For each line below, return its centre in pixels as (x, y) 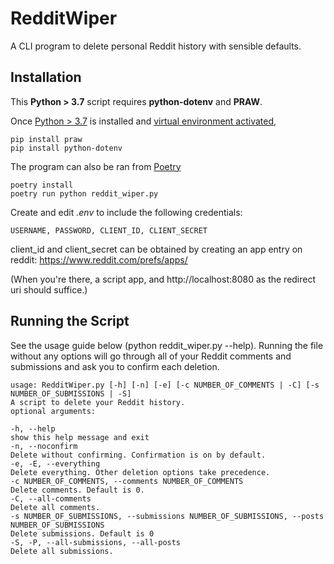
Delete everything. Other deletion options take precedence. (140, 472)
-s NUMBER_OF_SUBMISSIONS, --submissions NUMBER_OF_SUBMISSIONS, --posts (167, 516)
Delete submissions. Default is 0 (82, 533)
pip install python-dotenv (66, 148)
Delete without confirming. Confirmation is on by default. (138, 455)
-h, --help (33, 428)
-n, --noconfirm (44, 446)
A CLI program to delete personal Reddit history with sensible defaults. (156, 46)
